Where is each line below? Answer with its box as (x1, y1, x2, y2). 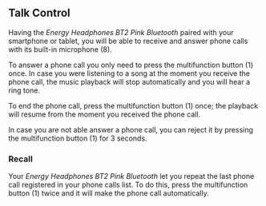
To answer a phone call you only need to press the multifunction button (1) (8, 60, 254, 69)
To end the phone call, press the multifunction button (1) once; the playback (8, 101, 259, 110)
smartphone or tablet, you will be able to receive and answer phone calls (8, 36, 248, 46)
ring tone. (8, 85, 40, 95)
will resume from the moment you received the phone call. (8, 109, 201, 119)
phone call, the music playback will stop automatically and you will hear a (8, 77, 251, 86)
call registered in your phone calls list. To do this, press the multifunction (8, 180, 248, 190)
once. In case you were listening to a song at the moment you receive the (8, 68, 251, 78)
